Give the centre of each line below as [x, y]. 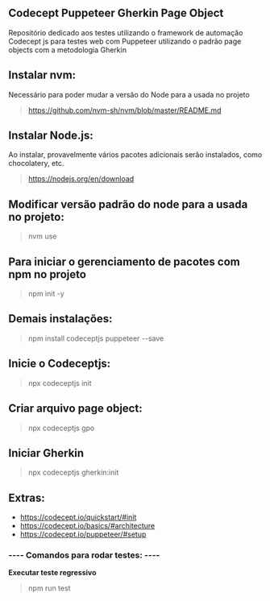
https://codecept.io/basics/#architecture [87, 526]
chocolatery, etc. [36, 164]
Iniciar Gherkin [46, 453]
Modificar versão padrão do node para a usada [128, 204]
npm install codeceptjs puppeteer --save [96, 338]
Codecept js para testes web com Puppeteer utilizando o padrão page [125, 41]
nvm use [42, 236]
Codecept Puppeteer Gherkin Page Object [116, 13]
